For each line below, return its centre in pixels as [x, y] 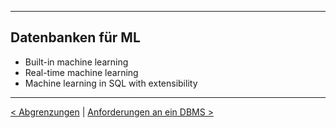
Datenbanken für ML [75, 37]
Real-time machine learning [81, 72]
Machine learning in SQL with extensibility [111, 83]
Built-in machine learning [76, 62]
